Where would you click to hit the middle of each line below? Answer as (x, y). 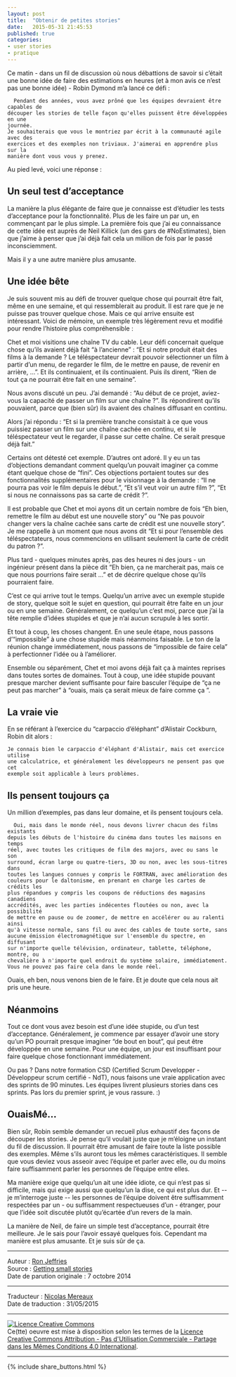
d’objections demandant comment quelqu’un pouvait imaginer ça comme (113, 465)
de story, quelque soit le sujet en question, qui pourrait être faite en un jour (116, 603)
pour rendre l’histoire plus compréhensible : (70, 328)
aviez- (210, 393)
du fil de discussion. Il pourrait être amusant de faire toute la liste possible (114, 1146)
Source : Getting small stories (50, 1268)
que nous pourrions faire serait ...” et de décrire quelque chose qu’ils (107, 575)
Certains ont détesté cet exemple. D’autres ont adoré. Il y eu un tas (104, 457)
